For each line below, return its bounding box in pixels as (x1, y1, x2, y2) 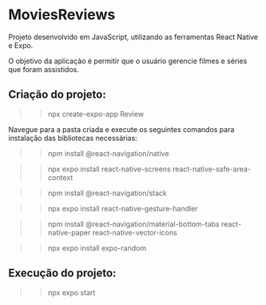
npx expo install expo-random (47, 243, 146, 253)
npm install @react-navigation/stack (47, 188, 168, 198)
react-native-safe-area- (172, 164, 252, 174)
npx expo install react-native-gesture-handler (47, 203, 198, 213)
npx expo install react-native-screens (47, 164, 172, 174)
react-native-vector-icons (92, 227, 177, 237)
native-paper (47, 227, 91, 237)
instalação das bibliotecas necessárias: (8, 133, 137, 142)
